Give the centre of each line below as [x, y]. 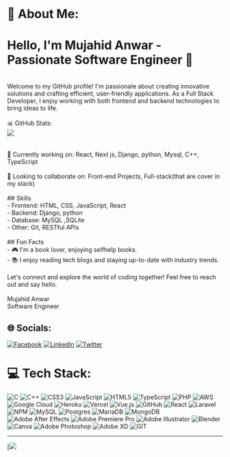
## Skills [19, 198]
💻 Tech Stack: [49, 374]
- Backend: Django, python [45, 213]
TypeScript [23, 162]
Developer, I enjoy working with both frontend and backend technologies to [113, 101]
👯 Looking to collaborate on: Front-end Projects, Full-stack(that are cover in [114, 176]
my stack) [21, 184]
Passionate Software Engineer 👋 [100, 60]
